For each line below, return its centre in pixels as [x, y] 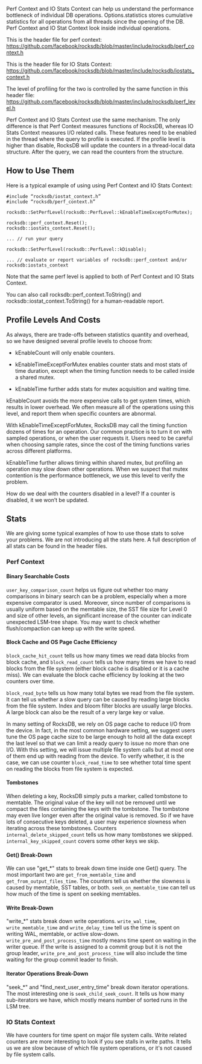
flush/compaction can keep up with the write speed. [71, 628]
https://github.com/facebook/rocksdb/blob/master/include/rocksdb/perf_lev [101, 102]
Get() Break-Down [30, 855]
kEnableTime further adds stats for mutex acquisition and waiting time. [103, 389]
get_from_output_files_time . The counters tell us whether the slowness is [98, 881]
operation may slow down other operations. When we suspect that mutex [97, 469]
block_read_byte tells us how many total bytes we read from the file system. [100, 693]
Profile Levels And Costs [53, 320]
